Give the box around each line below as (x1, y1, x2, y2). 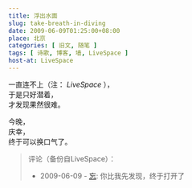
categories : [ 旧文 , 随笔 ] (8, 42, 98, 50)
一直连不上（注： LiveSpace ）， (8, 80, 115, 89)
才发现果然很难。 (8, 100, 65, 109)
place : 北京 (8, 34, 46, 43)
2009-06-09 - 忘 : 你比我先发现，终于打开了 (39, 170, 185, 181)
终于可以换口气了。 (8, 137, 72, 146)
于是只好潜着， (8, 89, 58, 99)
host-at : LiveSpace (8, 57, 74, 65)
